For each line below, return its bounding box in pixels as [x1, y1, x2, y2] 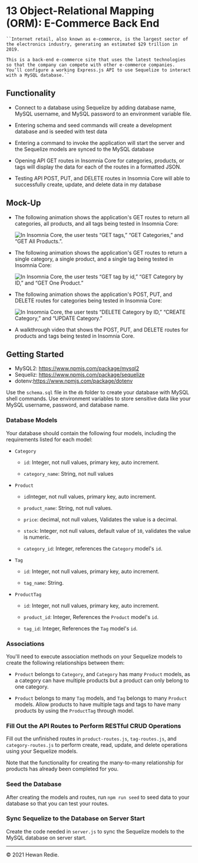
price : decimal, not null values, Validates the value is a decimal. [23, 516, 178, 523]
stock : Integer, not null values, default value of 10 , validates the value [23, 527, 191, 534]
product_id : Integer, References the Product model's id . [23, 613, 159, 620]
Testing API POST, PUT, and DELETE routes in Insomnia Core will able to [14, 174, 190, 182]
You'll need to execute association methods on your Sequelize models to [6, 653, 183, 660]
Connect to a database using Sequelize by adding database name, [14, 104, 176, 111]
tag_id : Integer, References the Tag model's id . [23, 625, 138, 632]
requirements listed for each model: [6, 436, 93, 443]
